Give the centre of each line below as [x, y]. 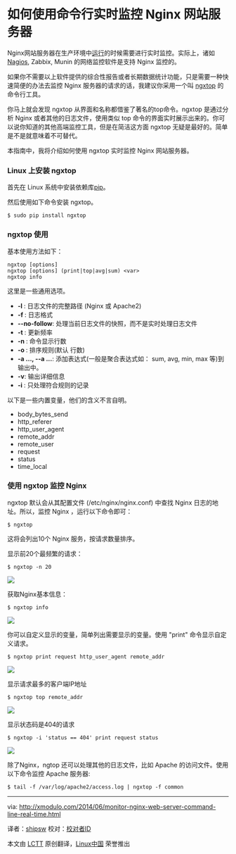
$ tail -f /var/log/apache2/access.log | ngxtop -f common [96, 787]
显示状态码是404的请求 [41, 724]
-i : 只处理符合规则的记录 [53, 385]
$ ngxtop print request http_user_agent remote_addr [86, 657]
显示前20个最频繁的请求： [45, 553]
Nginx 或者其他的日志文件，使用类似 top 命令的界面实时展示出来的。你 [117, 118]
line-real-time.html [34, 814]
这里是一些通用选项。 [38, 291]
